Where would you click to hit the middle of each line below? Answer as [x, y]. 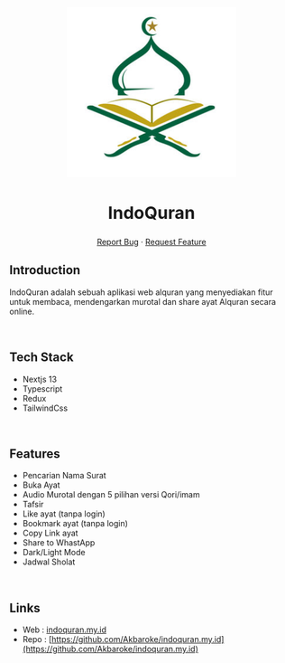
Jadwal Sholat [49, 562]
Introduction [45, 270]
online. [22, 311]
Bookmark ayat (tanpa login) [75, 524]
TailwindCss [45, 408]
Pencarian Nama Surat [64, 476]
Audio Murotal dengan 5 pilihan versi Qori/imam [111, 495]
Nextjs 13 [39, 379]
